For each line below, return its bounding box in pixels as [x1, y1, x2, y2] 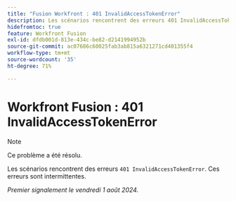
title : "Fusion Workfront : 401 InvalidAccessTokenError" [7, 10, 181, 18]
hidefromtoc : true [7, 23, 61, 30]
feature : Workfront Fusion [7, 30, 86, 37]
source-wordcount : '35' [7, 56, 77, 63]
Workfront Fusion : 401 [7, 99, 144, 115]
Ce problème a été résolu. [7, 150, 83, 159]
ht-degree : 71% [7, 63, 52, 70]
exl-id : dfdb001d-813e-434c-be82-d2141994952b [7, 37, 146, 44]
